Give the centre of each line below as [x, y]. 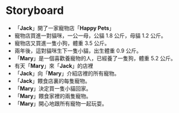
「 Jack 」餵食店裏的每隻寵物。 [52, 81]
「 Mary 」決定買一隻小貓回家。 [53, 88]
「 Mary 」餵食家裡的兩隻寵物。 [53, 96]
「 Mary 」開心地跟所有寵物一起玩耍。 [61, 103]
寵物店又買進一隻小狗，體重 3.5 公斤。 [62, 43]
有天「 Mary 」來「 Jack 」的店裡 [54, 66]
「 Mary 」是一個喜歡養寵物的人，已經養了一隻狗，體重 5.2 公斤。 [95, 58]
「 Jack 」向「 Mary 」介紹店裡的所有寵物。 [67, 73]
